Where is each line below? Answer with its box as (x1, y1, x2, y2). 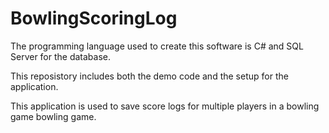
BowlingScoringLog (10, 7, 178, 30)
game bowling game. (10, 110, 97, 122)
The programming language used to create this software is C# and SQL (10, 40, 304, 52)
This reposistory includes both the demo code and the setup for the (10, 70, 289, 82)
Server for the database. (10, 50, 112, 62)
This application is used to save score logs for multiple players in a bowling (10, 100, 320, 112)
